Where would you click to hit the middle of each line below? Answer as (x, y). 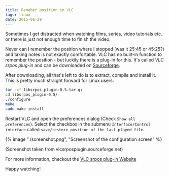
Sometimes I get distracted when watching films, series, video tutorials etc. (84, 34)
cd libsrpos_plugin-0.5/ (31, 95)
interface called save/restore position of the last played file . (75, 129)
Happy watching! (23, 169)
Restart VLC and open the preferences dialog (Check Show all (70, 119)
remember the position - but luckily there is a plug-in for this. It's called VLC (84, 60)
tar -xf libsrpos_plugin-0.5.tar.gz (44, 90)
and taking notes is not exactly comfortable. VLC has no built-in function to (84, 54)
